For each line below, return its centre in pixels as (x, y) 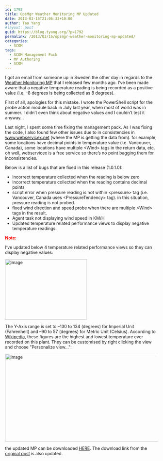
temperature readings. (34, 229)
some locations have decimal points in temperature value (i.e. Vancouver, (78, 143)
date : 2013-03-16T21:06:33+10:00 (39, 18)
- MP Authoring (25, 59)
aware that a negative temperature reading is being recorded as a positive (79, 88)
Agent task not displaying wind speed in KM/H (58, 218)
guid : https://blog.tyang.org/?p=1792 (44, 32)
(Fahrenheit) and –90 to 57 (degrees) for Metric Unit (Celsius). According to (81, 332)
